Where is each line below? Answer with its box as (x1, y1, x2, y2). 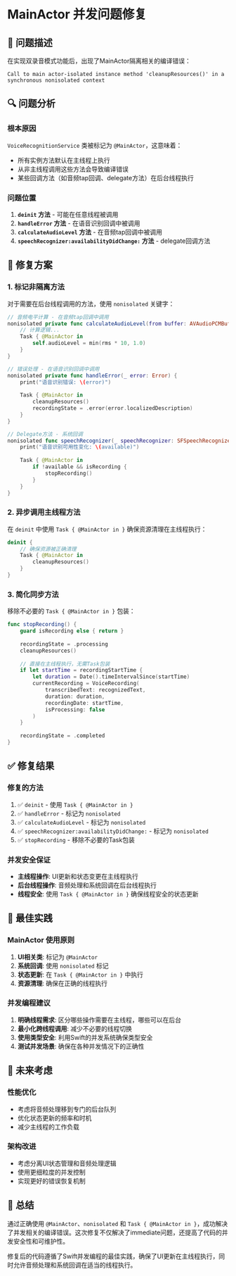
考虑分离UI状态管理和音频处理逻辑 (17, 1159, 117, 1168)
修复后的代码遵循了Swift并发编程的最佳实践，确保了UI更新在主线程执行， (7, 1251, 219, 1261)
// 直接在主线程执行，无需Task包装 (20, 660, 110, 668)
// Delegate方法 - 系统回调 (7, 430, 83, 437)
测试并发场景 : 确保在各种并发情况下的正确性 (17, 1042, 145, 1050)
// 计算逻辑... (20, 327, 60, 334)
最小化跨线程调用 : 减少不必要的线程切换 (17, 1024, 132, 1032)
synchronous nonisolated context (7, 77, 105, 84)
